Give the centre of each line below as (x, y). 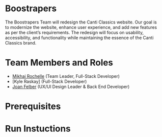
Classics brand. (21, 43)
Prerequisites (33, 106)
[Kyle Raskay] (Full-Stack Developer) (49, 81)
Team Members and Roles (59, 63)
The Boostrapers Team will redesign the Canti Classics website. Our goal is (81, 22)
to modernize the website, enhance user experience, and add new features (81, 27)
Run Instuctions (38, 129)
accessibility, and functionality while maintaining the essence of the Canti (79, 38)
